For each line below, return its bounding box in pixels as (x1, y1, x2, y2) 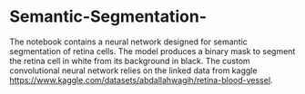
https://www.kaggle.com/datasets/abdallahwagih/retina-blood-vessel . (9, 74, 273, 85)
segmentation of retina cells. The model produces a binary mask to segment (9, 45, 296, 56)
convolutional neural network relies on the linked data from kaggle (9, 65, 258, 76)
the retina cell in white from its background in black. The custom (9, 55, 250, 66)
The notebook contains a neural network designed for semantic (9, 36, 249, 47)
